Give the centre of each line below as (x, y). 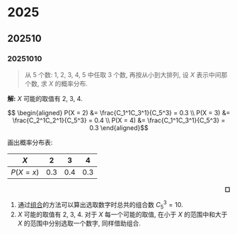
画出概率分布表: (30, 142)
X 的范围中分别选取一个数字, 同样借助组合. (79, 223)
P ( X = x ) (25, 172)
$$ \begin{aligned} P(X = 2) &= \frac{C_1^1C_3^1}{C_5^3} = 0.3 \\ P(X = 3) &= (119, 112)
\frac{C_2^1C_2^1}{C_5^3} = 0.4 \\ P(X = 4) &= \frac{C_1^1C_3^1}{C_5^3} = (119, 120)
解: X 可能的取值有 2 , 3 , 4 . (45, 98)
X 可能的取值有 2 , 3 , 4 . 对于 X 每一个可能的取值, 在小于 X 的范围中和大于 (122, 215)
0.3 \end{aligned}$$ (119, 127)
